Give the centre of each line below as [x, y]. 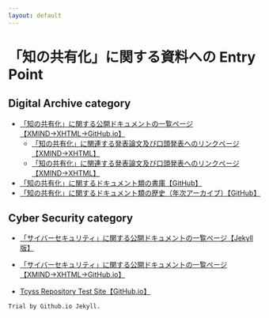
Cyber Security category [70, 218]
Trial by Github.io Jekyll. [55, 307]
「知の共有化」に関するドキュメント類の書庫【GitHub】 [111, 183]
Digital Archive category [70, 104]
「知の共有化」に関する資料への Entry [132, 57]
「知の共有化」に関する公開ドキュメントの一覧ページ [106, 123]
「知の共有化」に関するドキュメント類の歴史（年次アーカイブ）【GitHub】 [140, 193]
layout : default [35, 15]
